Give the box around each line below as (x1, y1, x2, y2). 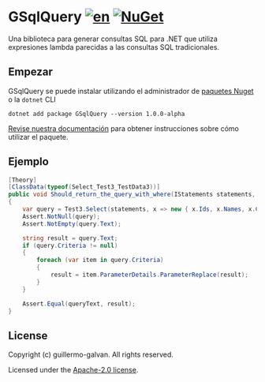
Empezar (8, 66, 54, 79)
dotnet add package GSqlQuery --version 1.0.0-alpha (8, 110, 185, 118)
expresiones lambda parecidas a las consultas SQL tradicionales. (8, 42, 219, 51)
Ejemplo (8, 155, 49, 169)
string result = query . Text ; (22, 234, 118, 242)
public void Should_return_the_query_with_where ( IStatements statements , (8, 190, 256, 199)
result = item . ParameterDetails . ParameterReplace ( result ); (50, 271, 248, 279)
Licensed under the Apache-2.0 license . (8, 365, 139, 375)
